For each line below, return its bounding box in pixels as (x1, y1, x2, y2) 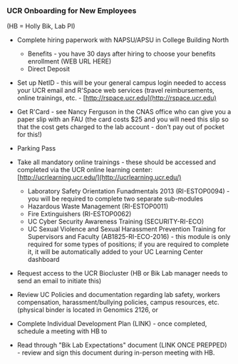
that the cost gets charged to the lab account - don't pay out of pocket (16, 123, 225, 131)
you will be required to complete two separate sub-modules (27, 195, 204, 203)
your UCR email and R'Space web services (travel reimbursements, (16, 86, 214, 95)
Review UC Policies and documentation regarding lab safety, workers (16, 290, 220, 299)
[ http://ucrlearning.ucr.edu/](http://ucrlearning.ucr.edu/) (16, 173, 182, 182)
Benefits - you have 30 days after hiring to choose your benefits (27, 49, 216, 59)
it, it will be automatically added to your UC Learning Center (27, 248, 204, 256)
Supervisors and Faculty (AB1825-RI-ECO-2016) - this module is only (27, 233, 231, 241)
